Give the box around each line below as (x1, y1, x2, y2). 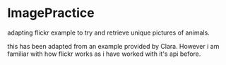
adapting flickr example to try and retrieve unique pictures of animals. (7, 28, 210, 37)
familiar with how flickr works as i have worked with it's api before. (7, 49, 201, 58)
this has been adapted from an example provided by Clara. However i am (7, 42, 220, 50)
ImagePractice (7, 5, 95, 21)
